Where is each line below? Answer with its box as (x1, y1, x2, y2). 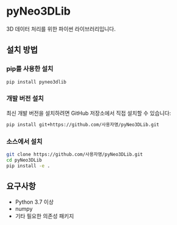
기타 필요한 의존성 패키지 (15, 212, 74, 220)
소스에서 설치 (6, 137, 43, 146)
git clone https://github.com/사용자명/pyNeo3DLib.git (6, 151, 143, 157)
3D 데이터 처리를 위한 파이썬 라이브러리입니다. (6, 25, 116, 32)
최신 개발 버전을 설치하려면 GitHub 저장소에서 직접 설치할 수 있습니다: (6, 109, 172, 116)
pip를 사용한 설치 (6, 65, 54, 73)
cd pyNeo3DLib (6, 157, 43, 163)
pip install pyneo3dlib (6, 79, 67, 85)
